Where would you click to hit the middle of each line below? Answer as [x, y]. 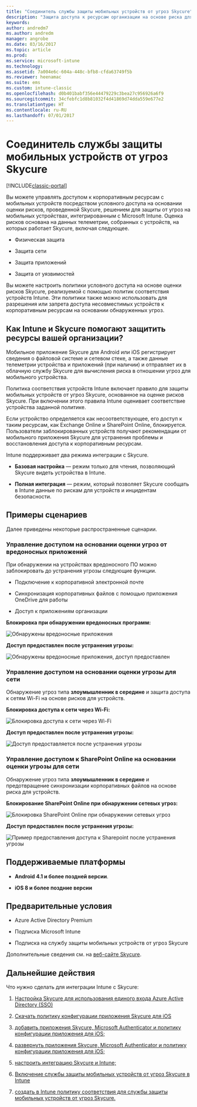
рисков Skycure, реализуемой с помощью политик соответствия [88, 292]
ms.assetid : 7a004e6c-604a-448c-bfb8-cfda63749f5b [69, 72]
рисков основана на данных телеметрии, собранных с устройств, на [93, 222]
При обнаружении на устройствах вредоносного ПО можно [81, 564]
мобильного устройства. [37, 377]
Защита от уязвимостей [45, 274]
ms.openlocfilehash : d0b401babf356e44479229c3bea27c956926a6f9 [85, 93]
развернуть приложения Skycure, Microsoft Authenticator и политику [101, 1045]
